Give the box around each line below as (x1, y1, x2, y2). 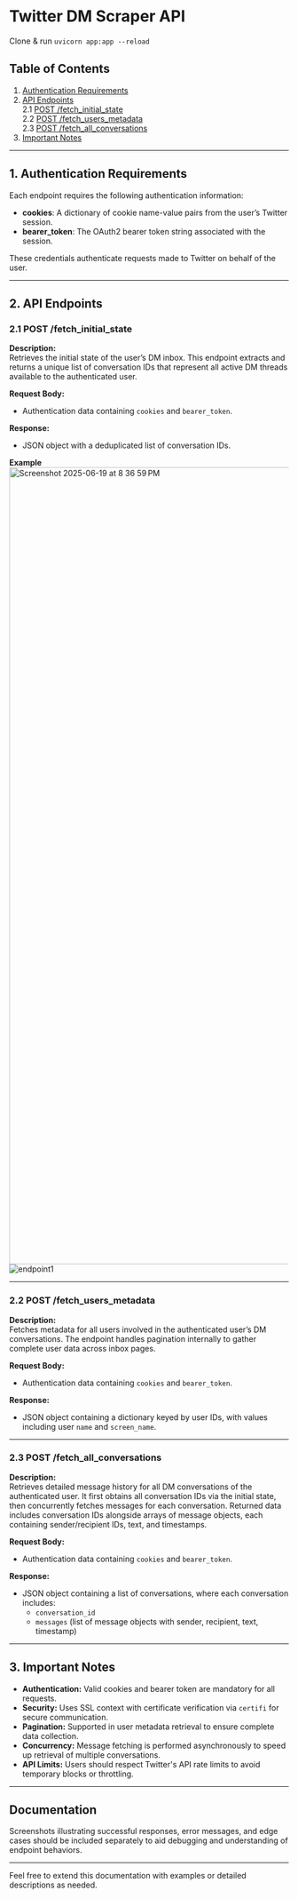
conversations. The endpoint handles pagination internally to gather (9, 1333, 257, 1344)
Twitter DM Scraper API (9, 6, 186, 27)
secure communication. (21, 1711, 109, 1722)
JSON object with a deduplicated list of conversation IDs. (21, 440, 231, 451)
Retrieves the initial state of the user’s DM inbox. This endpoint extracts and (9, 353, 286, 363)
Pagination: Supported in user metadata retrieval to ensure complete (21, 1721, 275, 1732)
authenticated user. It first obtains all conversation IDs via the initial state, (9, 1490, 277, 1501)
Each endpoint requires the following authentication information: (9, 189, 244, 201)
